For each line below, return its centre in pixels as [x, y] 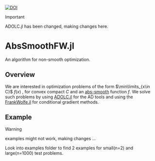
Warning [13, 129]
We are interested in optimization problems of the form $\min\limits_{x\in [77, 86]
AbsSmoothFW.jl [40, 46]
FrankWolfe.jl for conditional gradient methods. [52, 102]
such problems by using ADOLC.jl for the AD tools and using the [69, 97]
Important [15, 17]
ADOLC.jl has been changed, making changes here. [57, 26]
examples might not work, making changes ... [51, 138]
